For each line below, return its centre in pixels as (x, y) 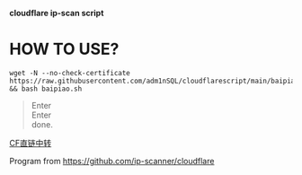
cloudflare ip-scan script (57, 13)
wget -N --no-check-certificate (70, 73)
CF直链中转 (31, 143)
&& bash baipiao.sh (46, 89)
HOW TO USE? (64, 49)
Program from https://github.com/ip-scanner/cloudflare (112, 161)
